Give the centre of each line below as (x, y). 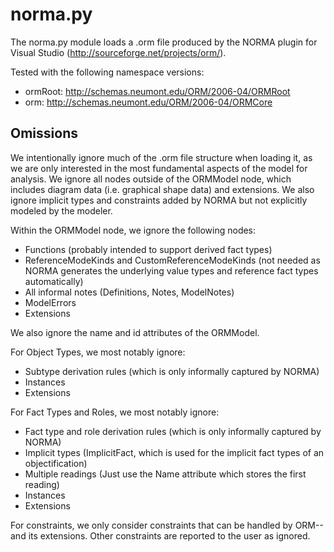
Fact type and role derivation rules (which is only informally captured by (173, 431)
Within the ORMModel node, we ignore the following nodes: (133, 230)
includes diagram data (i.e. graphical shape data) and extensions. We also (162, 189)
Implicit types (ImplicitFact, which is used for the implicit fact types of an (174, 452)
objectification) (56, 463)
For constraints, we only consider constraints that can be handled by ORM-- (167, 525)
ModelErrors (50, 302)
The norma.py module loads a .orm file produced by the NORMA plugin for (164, 42)
